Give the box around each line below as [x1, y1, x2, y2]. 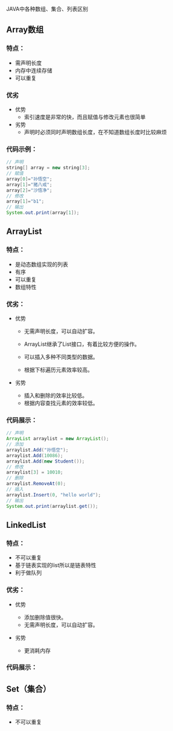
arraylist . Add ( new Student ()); [6, 458, 85, 464]
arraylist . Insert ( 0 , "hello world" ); [6, 492, 101, 498]
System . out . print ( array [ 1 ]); [6, 210, 80, 216]
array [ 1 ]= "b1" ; [6, 198, 45, 204]
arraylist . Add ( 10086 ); [6, 452, 63, 458]
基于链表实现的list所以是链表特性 [14, 562, 96, 569]
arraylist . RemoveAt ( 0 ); [6, 481, 66, 487]
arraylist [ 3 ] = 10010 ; [6, 469, 63, 476]
